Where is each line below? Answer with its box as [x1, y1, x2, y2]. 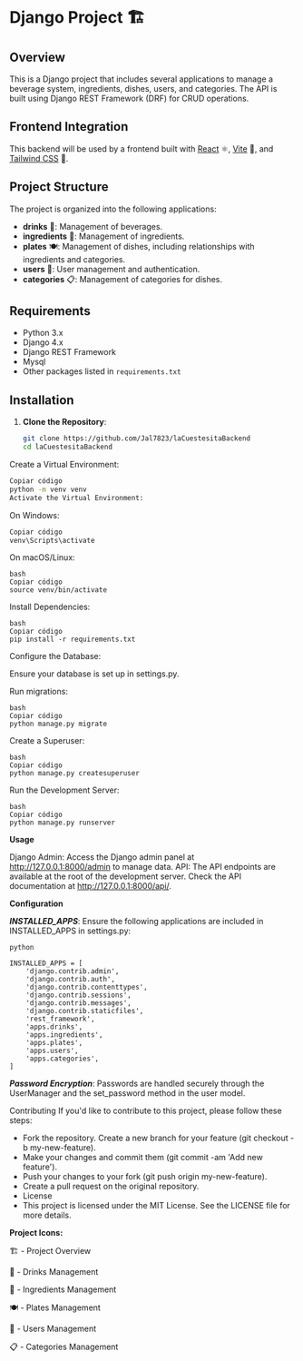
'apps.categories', [25, 1054, 100, 1063]
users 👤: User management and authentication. [22, 263, 200, 274]
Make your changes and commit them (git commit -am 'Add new [22, 1152, 263, 1163]
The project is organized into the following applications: [9, 203, 217, 214]
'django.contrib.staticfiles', [25, 1007, 144, 1016]
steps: [9, 1115, 33, 1126]
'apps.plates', [25, 1039, 83, 1048]
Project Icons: [9, 1228, 64, 1238]
